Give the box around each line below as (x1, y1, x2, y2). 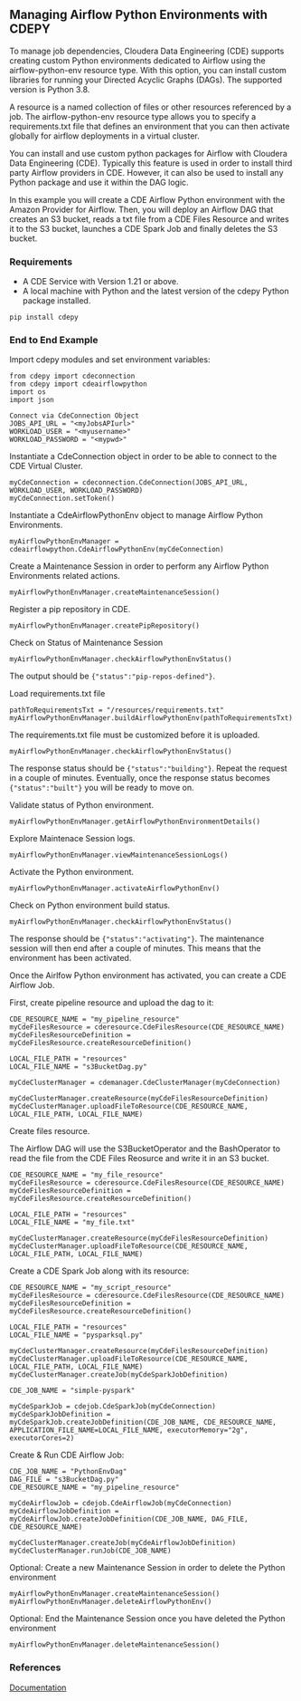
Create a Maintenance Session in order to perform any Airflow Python (9, 561, 269, 572)
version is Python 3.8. (9, 83, 90, 94)
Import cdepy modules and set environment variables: (9, 354, 211, 365)
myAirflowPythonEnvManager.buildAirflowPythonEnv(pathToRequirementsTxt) (9, 714, 294, 723)
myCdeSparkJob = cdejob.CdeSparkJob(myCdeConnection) (9, 1402, 217, 1411)
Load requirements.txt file (9, 688, 106, 699)
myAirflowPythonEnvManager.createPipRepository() (9, 621, 201, 630)
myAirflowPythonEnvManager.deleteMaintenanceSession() (9, 1640, 221, 1649)
